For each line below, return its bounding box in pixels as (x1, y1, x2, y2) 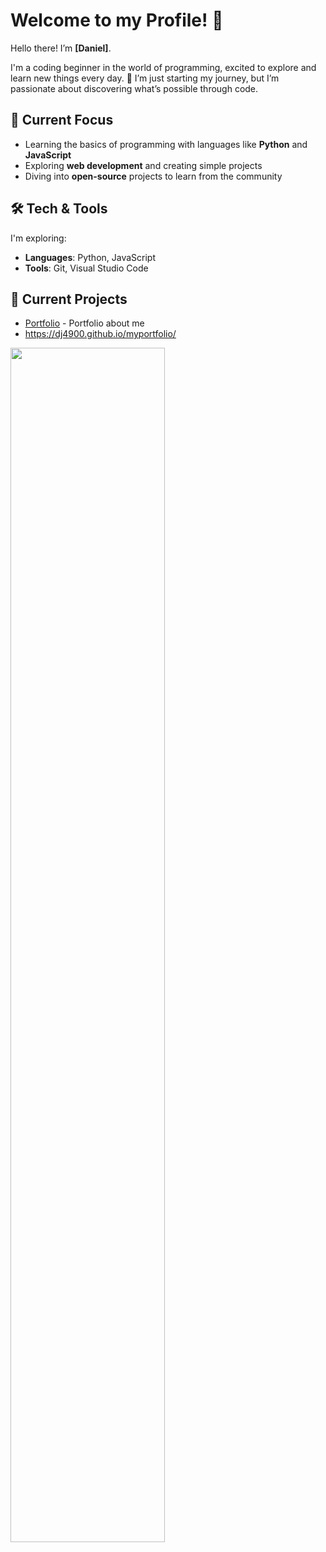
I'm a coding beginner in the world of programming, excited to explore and (10, 61, 317, 73)
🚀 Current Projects (10, 290, 128, 308)
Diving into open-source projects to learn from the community (24, 170, 283, 182)
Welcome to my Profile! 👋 (10, 9, 224, 32)
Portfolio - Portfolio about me (24, 317, 145, 329)
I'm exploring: (10, 232, 67, 244)
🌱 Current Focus (10, 112, 114, 129)
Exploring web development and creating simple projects (24, 159, 263, 171)
